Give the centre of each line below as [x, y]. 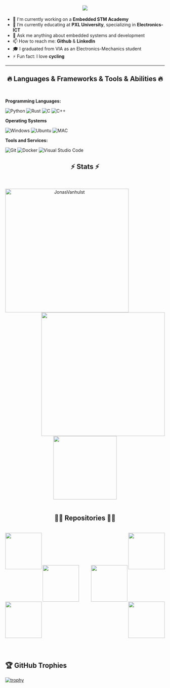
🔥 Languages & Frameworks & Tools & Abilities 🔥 [85, 79]
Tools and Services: [27, 140]
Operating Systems [26, 121]
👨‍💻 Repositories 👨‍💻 [85, 518]
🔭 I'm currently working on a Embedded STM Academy [71, 19]
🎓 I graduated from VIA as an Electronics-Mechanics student [77, 49]
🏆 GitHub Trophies [36, 665]
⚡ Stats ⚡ [85, 167]
